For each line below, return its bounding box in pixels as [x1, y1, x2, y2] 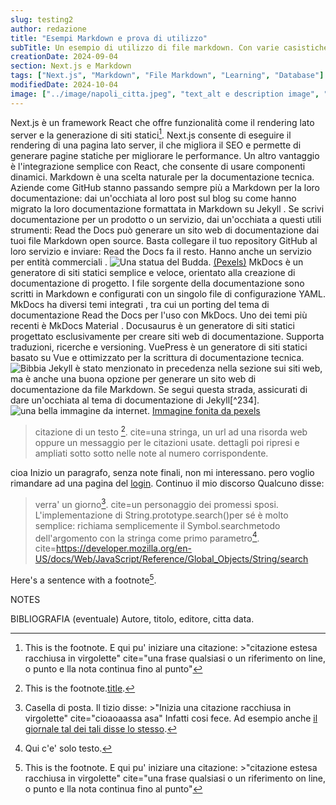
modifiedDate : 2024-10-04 [10, 80, 118, 90]
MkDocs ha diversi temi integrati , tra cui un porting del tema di [10, 299, 270, 311]
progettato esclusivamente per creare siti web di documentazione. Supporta [10, 331, 325, 343]
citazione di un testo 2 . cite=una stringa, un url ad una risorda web [34, 424, 308, 438]
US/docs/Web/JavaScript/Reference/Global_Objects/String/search [34, 553, 309, 565]
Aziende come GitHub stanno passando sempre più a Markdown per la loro [10, 182, 321, 194]
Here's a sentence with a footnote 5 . [10, 572, 157, 586]
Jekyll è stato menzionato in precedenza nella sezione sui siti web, [48, 362, 323, 375]
